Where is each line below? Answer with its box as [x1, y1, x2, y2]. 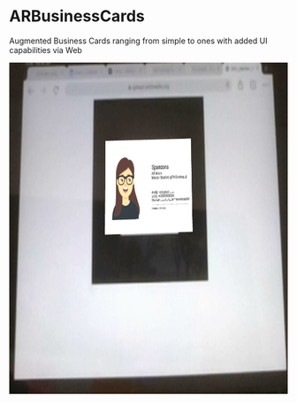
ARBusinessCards [9, 6, 146, 27]
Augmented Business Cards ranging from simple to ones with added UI [9, 35, 268, 46]
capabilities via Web [9, 44, 82, 55]
